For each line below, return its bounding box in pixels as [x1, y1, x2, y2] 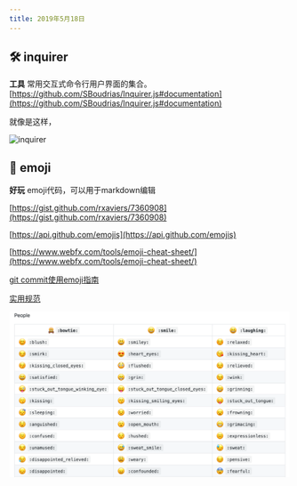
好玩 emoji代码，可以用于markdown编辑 [9, 185, 156, 196]
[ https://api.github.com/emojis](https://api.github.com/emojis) [9, 230, 237, 240]
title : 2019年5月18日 [9, 14, 85, 23]
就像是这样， [9, 117, 56, 127]
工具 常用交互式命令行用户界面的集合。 [9, 78, 152, 89]
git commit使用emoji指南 [9, 274, 100, 285]
